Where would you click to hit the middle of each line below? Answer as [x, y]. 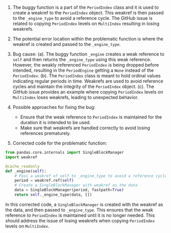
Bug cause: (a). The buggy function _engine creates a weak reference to [88, 54]
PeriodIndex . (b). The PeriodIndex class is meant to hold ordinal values [87, 76]
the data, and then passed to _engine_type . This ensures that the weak [79, 210]
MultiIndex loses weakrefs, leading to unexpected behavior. [76, 97]
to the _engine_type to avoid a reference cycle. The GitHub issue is [82, 18]
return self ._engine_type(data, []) [53, 195]
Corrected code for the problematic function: [60, 143]
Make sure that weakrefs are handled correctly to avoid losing [85, 128]
